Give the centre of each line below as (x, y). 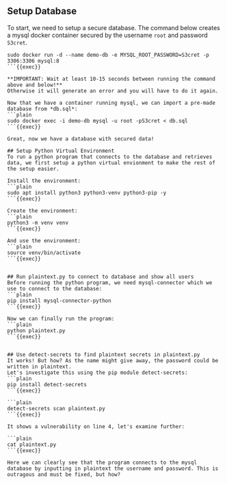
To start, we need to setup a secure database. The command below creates (113, 27)
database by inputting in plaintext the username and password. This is (113, 469)
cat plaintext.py (32, 445)
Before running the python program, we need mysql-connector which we (110, 283)
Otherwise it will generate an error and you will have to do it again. (113, 91)
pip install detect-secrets (47, 384)
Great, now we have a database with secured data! (81, 139)
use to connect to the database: (55, 288)
